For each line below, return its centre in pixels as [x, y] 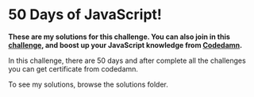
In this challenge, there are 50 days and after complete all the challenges [127, 60]
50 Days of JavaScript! [85, 15]
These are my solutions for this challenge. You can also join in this [119, 37]
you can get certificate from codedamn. [73, 68]
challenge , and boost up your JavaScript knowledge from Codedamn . [125, 45]
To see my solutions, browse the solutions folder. [89, 84]
